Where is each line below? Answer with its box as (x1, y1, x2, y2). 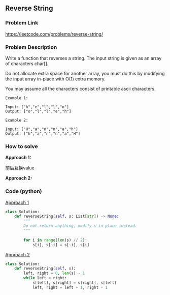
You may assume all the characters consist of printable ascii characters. (5, 85, 156, 92)
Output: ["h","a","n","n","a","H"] (5, 131, 81, 136)
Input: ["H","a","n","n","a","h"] (5, 127, 79, 132)
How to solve (5, 142, 38, 150)
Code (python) (5, 188, 42, 195)
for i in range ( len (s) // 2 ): (23, 238, 87, 243)
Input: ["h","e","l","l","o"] (5, 104, 70, 109)
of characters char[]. (5, 61, 49, 67)
